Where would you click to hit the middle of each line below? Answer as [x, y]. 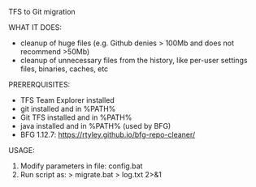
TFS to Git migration [42, 12]
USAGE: [22, 150]
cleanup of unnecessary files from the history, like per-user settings [134, 60]
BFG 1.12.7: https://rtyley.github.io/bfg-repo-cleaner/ [108, 134]
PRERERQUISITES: [39, 85]
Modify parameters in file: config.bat [81, 166]
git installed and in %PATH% [68, 109]
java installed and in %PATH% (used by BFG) [95, 126]
